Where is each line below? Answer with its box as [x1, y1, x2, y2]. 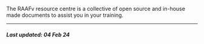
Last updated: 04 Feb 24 [6, 31, 70, 38]
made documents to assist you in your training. [6, 11, 124, 19]
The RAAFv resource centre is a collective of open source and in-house [6, 5, 185, 12]
